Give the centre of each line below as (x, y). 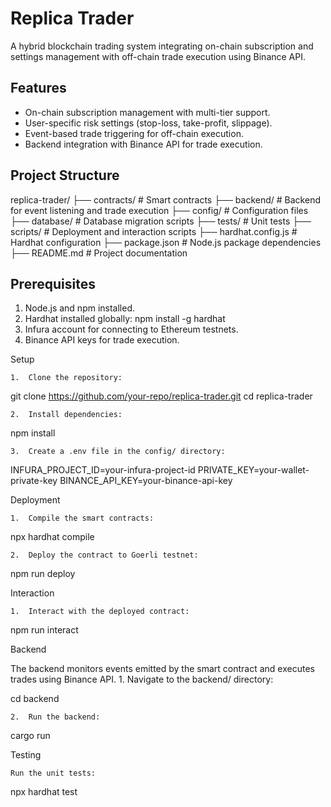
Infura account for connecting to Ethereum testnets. (131, 329)
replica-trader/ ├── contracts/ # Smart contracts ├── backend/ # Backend (165, 199)
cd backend (35, 699)
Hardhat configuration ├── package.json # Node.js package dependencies (166, 242)
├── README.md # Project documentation (99, 253)
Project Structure (65, 175)
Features (38, 88)
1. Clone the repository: (66, 378)
